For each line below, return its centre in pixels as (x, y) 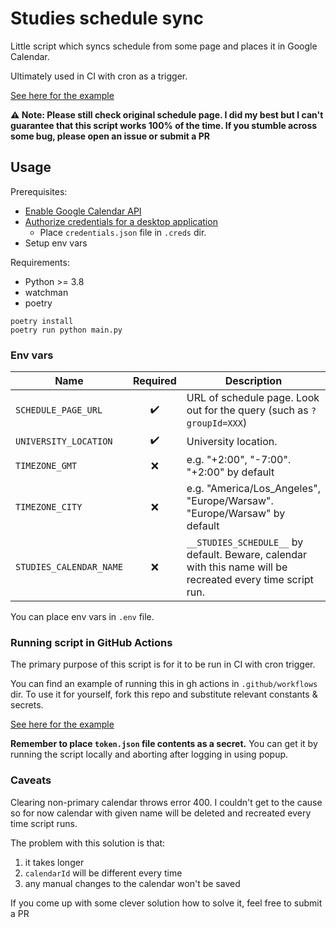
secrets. (27, 705)
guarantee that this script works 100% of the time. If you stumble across (164, 125)
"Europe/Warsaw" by (236, 514)
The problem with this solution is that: (88, 843)
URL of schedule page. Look (253, 398)
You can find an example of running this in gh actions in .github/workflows (164, 684)
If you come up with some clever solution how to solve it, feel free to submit (166, 903)
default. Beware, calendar (247, 555)
